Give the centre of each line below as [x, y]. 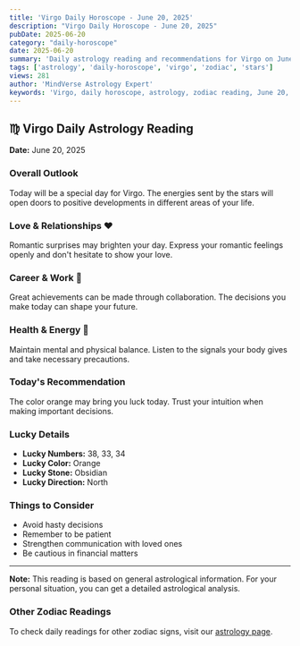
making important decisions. [62, 411]
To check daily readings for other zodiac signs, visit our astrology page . [141, 631]
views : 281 [29, 76]
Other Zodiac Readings [60, 612]
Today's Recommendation [67, 382]
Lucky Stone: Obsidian [65, 473]
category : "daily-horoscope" [63, 42]
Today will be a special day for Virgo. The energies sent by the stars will [142, 192]
